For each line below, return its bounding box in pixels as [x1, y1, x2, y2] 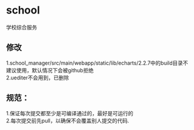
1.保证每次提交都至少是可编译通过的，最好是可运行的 [6, 109, 133, 116]
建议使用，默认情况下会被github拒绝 [6, 66, 94, 74]
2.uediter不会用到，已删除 [6, 74, 69, 81]
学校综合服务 [6, 24, 37, 31]
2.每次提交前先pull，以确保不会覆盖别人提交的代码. [6, 117, 129, 124]
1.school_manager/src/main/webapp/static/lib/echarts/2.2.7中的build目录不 [6, 59, 188, 66]
